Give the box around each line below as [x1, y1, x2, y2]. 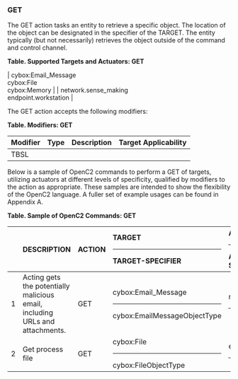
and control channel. [7, 44, 67, 52]
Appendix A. [7, 198, 44, 206]
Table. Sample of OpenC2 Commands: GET [7, 211, 137, 220]
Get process [22, 344, 64, 354]
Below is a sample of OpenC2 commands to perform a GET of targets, [7, 168, 212, 176]
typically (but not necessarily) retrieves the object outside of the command [7, 36, 225, 45]
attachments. [22, 325, 67, 335]
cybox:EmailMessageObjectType [112, 310, 222, 320]
